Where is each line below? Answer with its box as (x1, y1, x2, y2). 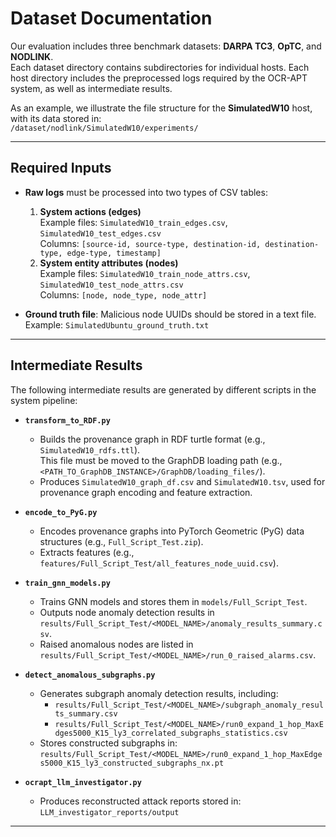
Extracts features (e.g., (39, 546, 135, 558)
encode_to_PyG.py (24, 507, 98, 517)
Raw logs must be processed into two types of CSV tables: (24, 186, 268, 198)
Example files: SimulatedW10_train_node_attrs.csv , (39, 267, 251, 279)
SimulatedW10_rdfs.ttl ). (39, 443, 141, 456)
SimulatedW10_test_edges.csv (39, 228, 162, 239)
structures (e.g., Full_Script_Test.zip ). (39, 535, 204, 547)
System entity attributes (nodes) (39, 257, 179, 269)
